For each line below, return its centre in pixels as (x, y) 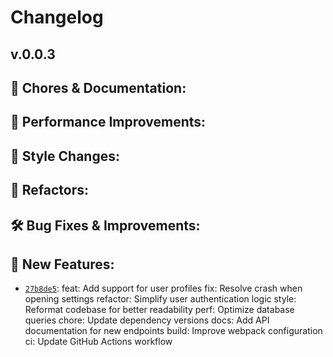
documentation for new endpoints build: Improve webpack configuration (173, 331)
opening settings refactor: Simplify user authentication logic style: (160, 299)
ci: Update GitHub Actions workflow (98, 342)
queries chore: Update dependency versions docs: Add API (147, 320)
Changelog (57, 17)
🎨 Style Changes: (65, 156)
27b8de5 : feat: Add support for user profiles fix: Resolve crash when (163, 288)
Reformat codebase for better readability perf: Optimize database (159, 310)
